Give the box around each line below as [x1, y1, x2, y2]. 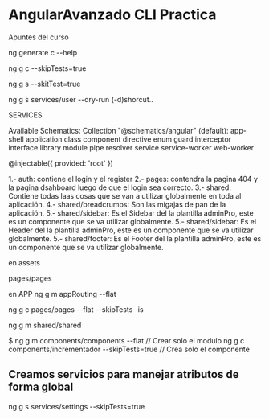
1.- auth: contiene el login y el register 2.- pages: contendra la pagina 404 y [8, 174, 259, 183]
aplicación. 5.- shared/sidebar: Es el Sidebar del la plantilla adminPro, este [8, 207, 255, 218]
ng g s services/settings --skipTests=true [8, 401, 145, 411]
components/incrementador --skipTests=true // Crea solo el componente [8, 344, 251, 354]
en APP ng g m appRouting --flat [8, 289, 116, 298]
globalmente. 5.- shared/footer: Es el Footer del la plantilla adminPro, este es [8, 233, 262, 243]
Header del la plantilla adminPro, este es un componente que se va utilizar [8, 225, 254, 235]
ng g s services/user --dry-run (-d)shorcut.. [8, 94, 154, 104]
